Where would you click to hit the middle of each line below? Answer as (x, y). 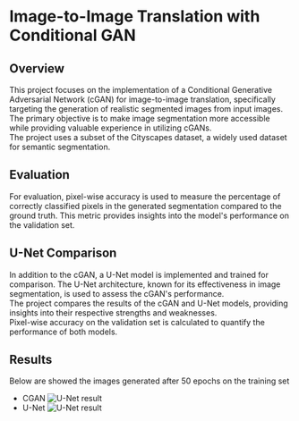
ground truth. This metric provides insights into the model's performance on (149, 215)
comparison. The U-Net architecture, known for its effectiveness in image (145, 284)
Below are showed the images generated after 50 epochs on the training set (149, 381)
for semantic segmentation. (60, 147)
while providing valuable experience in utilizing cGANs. (111, 128)
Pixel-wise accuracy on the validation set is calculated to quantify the (137, 322)
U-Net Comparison (63, 253)
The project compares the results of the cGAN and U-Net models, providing (149, 303)
